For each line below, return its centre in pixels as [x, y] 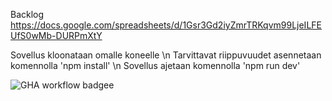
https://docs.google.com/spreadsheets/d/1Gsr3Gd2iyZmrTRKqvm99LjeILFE [166, 25]
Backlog [27, 14]
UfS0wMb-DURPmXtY [56, 35]
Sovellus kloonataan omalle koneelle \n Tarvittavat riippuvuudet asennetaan [166, 55]
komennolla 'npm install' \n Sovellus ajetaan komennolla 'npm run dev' [155, 65]
